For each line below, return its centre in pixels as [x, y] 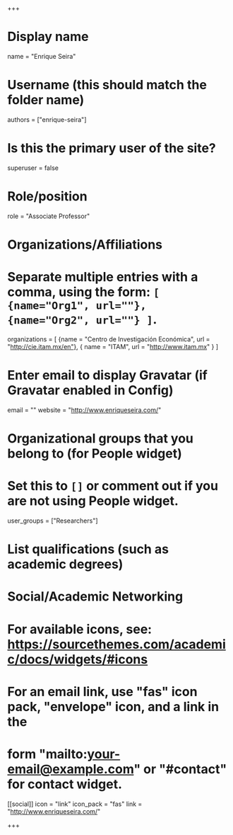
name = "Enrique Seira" [42, 56]
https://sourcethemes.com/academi [116, 644]
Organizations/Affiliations [85, 244]
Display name [48, 37]
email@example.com [71, 769]
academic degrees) [65, 564]
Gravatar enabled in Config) [91, 391]
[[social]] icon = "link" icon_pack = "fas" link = [75, 804]
